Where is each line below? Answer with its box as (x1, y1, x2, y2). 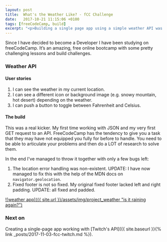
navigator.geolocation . (12, 176, 62, 182)
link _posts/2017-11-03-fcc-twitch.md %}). (5, 231, 93, 237)
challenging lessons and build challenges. (5, 51, 92, 57)
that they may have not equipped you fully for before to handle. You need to (5, 136, 162, 142)
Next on (5, 214, 25, 221)
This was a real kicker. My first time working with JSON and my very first (5, 125, 155, 131)
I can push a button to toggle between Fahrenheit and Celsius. (12, 102, 141, 108)
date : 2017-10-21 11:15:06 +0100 (5, 17, 80, 22)
